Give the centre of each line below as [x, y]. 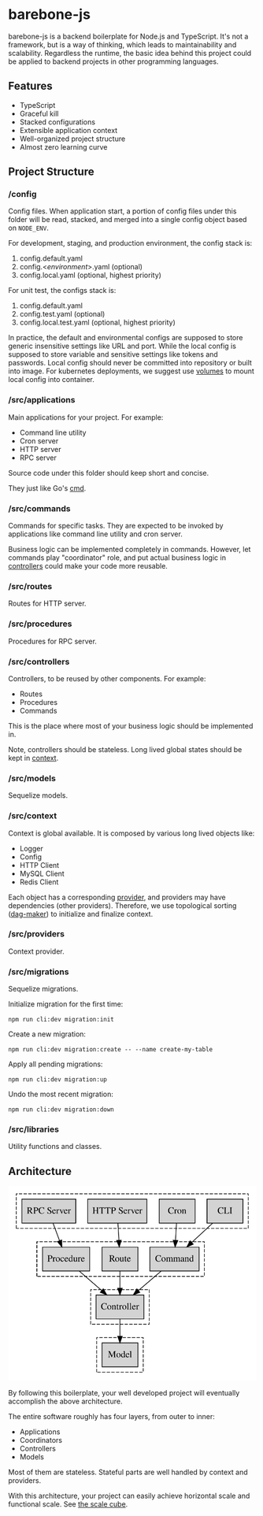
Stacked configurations [57, 122]
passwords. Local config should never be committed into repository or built [130, 363]
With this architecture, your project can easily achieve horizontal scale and [129, 1496]
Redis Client [39, 882]
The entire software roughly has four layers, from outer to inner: [111, 1416]
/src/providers [37, 934]
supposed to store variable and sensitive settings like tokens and [113, 354]
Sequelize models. [38, 795]
